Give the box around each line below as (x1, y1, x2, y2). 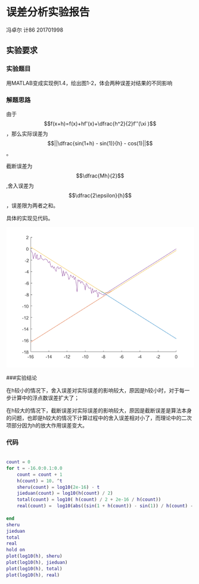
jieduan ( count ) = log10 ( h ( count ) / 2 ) (17, 491, 113, 496)
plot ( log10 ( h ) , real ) (6, 572, 60, 578)
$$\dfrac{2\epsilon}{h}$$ (68, 192, 132, 199)
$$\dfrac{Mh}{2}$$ (76, 172, 125, 179)
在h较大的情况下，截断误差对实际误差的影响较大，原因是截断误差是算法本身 (6, 407, 192, 414)
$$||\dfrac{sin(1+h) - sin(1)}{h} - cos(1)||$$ (47, 139, 153, 146)
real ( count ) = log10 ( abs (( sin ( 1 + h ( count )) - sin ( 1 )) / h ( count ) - (17, 503, 194, 509)
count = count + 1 (17, 471, 63, 477)
